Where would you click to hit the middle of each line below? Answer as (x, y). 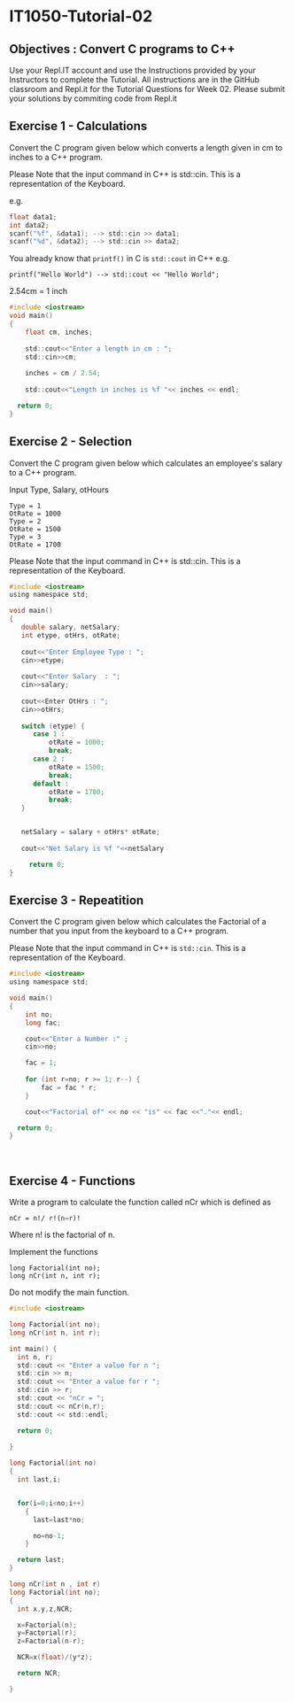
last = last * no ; (59, 1520)
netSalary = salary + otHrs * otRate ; (91, 832)
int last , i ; (39, 1480)
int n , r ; (35, 1357)
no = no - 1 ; (49, 1536)
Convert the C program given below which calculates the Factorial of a (138, 922)
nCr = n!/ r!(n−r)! (45, 1218)
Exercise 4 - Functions (72, 1181)
